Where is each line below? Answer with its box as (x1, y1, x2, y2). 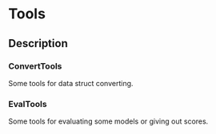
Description (8, 37, 68, 50)
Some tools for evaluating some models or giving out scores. (8, 116, 209, 126)
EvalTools (8, 98, 47, 109)
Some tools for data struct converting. (8, 78, 134, 88)
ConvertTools (8, 61, 62, 72)
